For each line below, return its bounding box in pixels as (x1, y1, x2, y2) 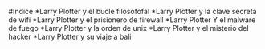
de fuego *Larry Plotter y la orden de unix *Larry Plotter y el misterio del (8, 24, 249, 32)
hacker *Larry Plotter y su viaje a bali (8, 32, 132, 41)
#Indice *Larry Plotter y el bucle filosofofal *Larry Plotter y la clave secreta (8, 7, 257, 16)
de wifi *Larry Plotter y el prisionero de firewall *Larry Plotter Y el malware (8, 15, 256, 24)
